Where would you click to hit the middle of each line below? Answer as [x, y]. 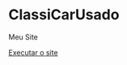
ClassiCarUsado [64, 15]
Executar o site [33, 52]
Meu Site [23, 37]
